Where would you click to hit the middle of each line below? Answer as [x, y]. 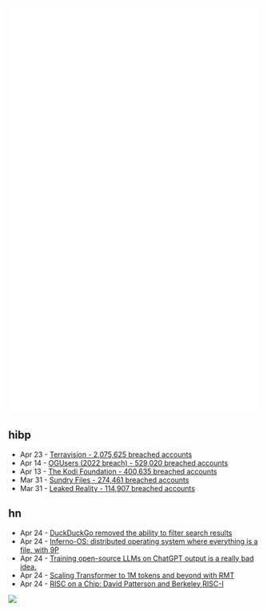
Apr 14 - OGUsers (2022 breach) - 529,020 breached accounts [124, 462]
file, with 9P [40, 550]
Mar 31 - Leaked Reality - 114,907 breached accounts [108, 488]
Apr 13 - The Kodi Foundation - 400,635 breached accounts [118, 471]
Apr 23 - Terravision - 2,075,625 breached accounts [106, 454]
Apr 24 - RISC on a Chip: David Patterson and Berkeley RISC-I [122, 583]
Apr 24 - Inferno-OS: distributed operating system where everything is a [139, 541]
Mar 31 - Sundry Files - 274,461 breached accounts [104, 480]
